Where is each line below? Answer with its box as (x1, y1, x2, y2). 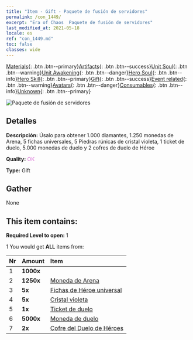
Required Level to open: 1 (6, 232, 68, 239)
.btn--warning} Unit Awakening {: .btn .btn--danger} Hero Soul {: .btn (6, 69, 167, 76)
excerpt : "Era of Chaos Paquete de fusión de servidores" (6, 19, 153, 25)
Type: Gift (6, 166, 30, 174)
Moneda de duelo (50, 315, 99, 323)
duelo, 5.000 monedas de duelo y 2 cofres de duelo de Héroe (6, 144, 155, 151)
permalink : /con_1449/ (6, 14, 61, 20)
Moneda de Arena (50, 277, 99, 285)
